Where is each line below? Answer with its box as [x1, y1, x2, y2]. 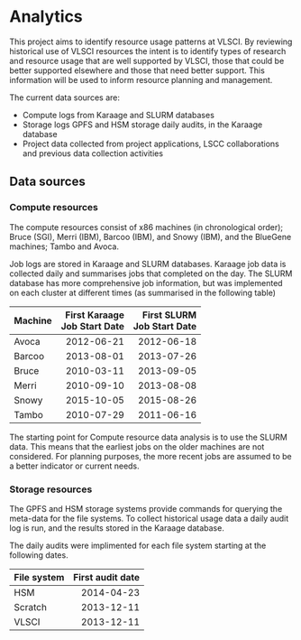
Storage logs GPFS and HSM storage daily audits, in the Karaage [22, 119, 263, 130]
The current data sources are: [9, 92, 120, 103]
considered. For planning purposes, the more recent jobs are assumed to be [9, 450, 292, 461]
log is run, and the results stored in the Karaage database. [9, 522, 225, 533]
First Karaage [65, 309, 124, 321]
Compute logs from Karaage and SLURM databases [22, 109, 214, 120]
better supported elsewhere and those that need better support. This [9, 65, 266, 76]
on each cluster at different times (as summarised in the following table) [9, 287, 277, 298]
